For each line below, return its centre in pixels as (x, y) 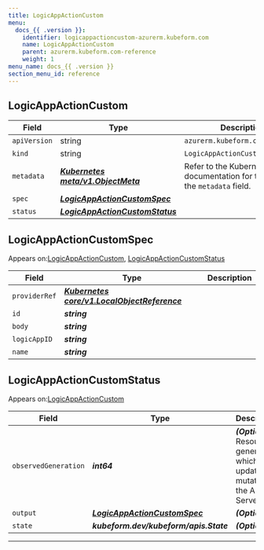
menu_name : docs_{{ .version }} (61, 67)
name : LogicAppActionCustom (68, 45)
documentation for (218, 176)
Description (229, 278)
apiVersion (32, 141)
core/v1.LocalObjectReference (123, 301)
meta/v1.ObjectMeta (100, 181)
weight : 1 (38, 60)
